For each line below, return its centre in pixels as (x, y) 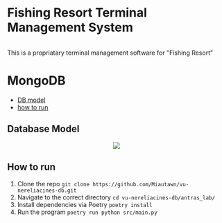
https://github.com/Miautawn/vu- (141, 184)
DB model (31, 100)
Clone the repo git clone (53, 184)
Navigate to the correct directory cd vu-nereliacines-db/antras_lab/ (116, 197)
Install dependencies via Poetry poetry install (85, 204)
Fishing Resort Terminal (77, 13)
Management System (70, 27)
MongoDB (36, 81)
